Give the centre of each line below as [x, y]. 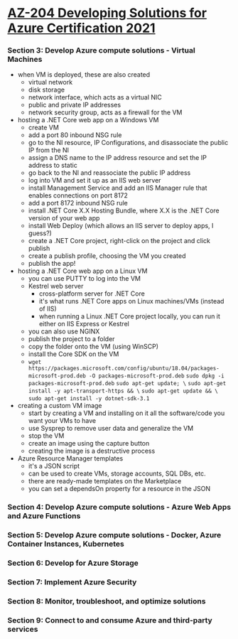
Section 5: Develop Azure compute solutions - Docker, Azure [114, 535]
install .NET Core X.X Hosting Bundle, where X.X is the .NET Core [124, 210]
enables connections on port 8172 [78, 195]
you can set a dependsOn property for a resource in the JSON [119, 489]
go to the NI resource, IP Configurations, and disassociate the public [128, 143]
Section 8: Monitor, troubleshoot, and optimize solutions [107, 601]
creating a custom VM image [60, 406]
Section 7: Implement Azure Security [72, 582]
